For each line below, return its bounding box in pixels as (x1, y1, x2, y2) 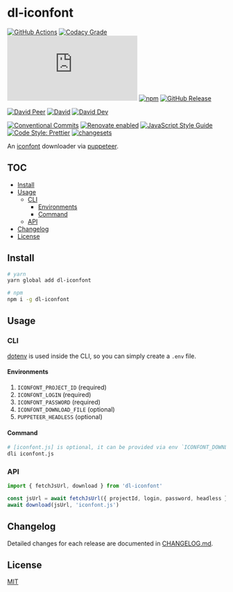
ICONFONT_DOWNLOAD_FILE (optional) (17, 405, 116, 414)
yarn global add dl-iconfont (7, 277, 92, 284)
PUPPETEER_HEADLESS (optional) (17, 412, 103, 421)
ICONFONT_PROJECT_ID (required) (17, 383, 107, 391)
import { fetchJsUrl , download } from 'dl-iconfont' (7, 482, 163, 490)
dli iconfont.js (7, 450, 54, 457)
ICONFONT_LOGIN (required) (17, 390, 92, 398)
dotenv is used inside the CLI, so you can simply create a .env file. (7, 352, 196, 360)
